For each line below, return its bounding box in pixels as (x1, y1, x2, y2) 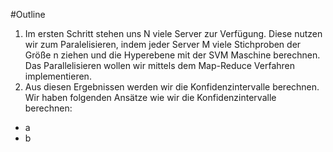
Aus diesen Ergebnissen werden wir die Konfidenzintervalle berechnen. (24, 81, 320, 93)
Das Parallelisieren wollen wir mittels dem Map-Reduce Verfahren (24, 60, 296, 71)
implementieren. (24, 70, 92, 82)
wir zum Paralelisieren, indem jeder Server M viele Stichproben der (24, 39, 302, 50)
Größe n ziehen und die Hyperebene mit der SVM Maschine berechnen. (24, 49, 321, 61)
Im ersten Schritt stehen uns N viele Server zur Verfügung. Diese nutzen (24, 28, 323, 39)
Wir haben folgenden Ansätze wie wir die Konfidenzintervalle (24, 92, 277, 103)
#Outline (10, 9, 46, 20)
